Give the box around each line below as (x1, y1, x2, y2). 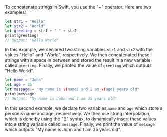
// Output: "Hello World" (5, 37, 59, 43)
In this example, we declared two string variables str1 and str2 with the (5, 47, 153, 53)
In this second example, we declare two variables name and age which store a (5, 105, 163, 111)
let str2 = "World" (5, 23, 46, 29)
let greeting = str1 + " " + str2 (5, 28, 77, 33)
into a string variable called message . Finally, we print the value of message (5, 121, 155, 127)
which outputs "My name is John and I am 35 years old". (5, 126, 121, 132)
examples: (5, 9, 26, 15)
